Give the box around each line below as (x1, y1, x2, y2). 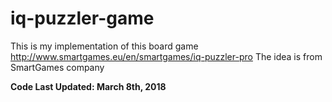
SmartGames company (10, 61, 105, 73)
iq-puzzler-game (10, 7, 155, 30)
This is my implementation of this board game (10, 40, 199, 52)
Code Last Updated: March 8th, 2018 (10, 80, 167, 92)
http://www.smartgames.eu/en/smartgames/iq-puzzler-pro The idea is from (10, 50, 323, 62)
